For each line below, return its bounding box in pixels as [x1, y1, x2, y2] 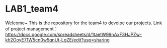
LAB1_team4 [5, 3, 59, 15]
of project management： [5, 26, 58, 32]
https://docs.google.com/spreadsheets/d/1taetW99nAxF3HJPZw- [5, 31, 142, 37]
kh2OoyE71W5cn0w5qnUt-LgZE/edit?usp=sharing [5, 36, 110, 43]
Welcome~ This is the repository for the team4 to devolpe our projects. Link [5, 20, 162, 26]
